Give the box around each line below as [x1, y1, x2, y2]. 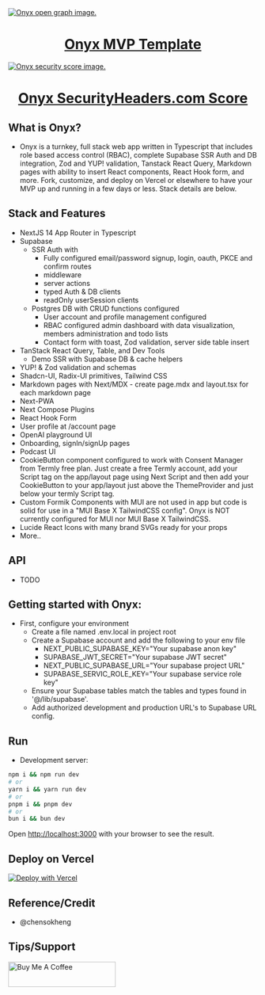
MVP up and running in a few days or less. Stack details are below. [19, 184, 237, 193]
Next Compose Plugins [19, 404, 95, 414]
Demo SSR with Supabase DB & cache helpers [31, 354, 184, 364]
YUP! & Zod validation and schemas [19, 362, 137, 372]
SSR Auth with [31, 245, 78, 254]
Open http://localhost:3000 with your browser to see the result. [8, 829, 215, 839]
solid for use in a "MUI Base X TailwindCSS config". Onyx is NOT [19, 505, 231, 515]
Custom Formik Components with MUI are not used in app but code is [19, 497, 248, 506]
